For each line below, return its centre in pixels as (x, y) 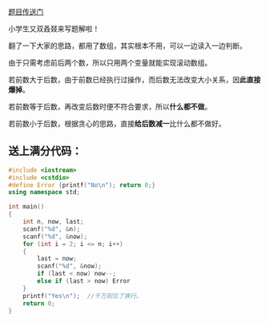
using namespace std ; (44, 193)
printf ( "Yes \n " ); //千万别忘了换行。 (82, 296)
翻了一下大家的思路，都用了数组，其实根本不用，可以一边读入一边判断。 (127, 46)
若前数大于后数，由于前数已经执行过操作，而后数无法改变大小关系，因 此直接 (134, 80)
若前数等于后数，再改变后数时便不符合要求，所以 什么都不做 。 (110, 107)
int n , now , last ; (53, 222)
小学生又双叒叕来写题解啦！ (54, 29)
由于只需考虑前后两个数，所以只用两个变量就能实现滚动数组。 (110, 63)
